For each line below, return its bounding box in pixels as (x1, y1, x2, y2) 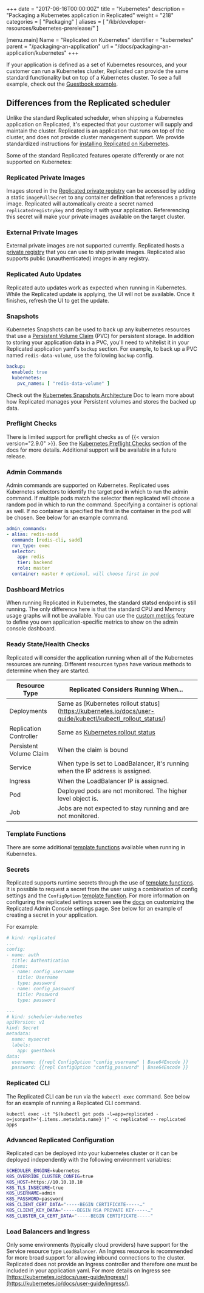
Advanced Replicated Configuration (6, 1136, 115, 1144)
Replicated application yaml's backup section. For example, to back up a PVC (6, 345, 197, 352)
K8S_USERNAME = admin (6, 1190, 56, 1196)
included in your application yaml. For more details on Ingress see (6, 1267, 171, 1274)
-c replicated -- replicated (112, 1116, 186, 1122)
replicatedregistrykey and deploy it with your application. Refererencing (6, 207, 189, 214)
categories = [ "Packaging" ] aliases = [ (6, 18, 105, 25)
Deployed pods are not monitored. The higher (57, 787, 188, 795)
